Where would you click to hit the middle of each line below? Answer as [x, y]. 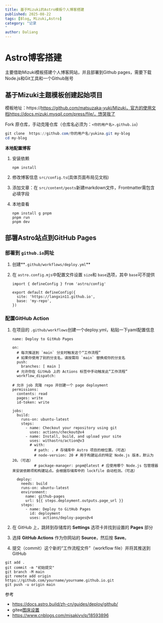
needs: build [34, 484]
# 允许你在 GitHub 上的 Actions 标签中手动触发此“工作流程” [72, 372]
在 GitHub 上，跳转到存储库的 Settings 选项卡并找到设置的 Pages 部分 [82, 528]
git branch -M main [25, 572]
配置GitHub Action [27, 319]
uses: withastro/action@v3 [57, 441]
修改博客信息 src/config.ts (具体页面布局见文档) [61, 177]
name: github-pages [45, 497]
